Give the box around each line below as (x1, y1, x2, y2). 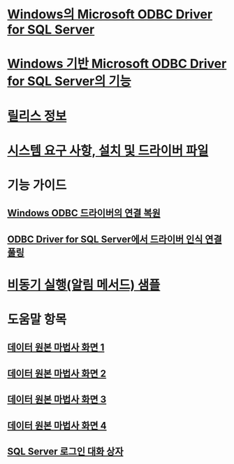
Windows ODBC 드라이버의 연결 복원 (7, 207, 161, 219)
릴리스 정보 (7, 108, 67, 124)
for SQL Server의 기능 (7, 73, 131, 90)
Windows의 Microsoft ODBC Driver (7, 6, 213, 22)
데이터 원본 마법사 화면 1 (7, 342, 105, 353)
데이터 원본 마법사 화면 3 (7, 393, 107, 406)
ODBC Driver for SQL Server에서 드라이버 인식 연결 (7, 233, 222, 245)
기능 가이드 (7, 177, 67, 193)
